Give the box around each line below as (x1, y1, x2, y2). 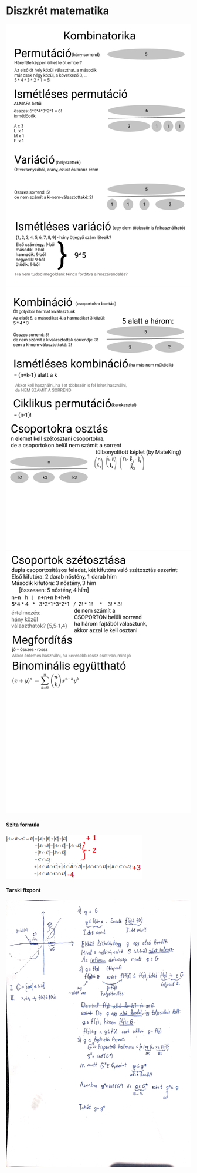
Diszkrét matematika (6, 4, 110, 18)
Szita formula (6, 821, 40, 828)
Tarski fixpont (6, 887, 41, 894)
